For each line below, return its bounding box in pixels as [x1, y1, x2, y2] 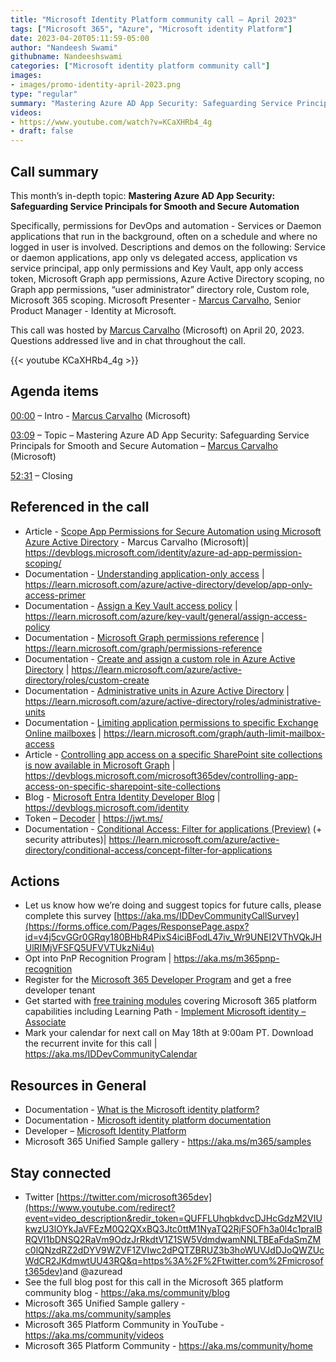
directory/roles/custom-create [24, 674, 150, 686]
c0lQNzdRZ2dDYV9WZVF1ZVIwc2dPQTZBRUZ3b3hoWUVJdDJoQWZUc [24, 1244, 325, 1256]
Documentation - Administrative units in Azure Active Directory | [24, 684, 290, 696]
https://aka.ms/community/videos [24, 1329, 165, 1341]
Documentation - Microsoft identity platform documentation [24, 1114, 272, 1126]
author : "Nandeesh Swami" [10, 42, 118, 53]
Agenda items [10, 383, 100, 400]
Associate [24, 1016, 67, 1028]
